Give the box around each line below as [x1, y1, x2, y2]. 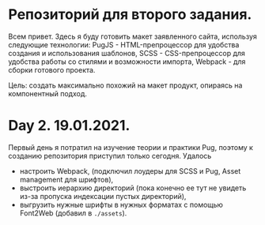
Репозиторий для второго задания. [8, 6, 252, 24]
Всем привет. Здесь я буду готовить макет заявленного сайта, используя [8, 32, 257, 41]
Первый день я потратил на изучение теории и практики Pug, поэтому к [8, 142, 253, 152]
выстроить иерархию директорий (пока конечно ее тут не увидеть [19, 183, 247, 193]
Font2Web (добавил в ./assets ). [19, 208, 127, 218]
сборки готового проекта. [8, 65, 96, 74]
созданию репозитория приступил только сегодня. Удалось [8, 151, 212, 160]
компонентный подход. [8, 88, 87, 98]
